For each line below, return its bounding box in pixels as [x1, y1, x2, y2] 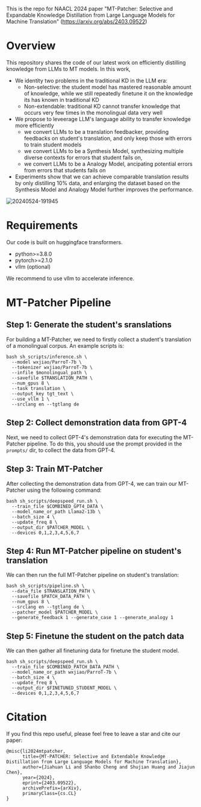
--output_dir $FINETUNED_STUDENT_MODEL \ [11, 685, 117, 691]
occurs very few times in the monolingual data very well [23, 108, 162, 116]
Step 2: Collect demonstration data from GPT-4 [6, 418, 187, 428]
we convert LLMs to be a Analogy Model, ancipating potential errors [23, 160, 193, 168]
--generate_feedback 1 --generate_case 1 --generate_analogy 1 [11, 615, 173, 621]
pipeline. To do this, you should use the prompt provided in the [26, 440, 182, 447]
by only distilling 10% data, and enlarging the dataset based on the [14, 179, 181, 186]
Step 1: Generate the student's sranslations [6, 319, 172, 330]
